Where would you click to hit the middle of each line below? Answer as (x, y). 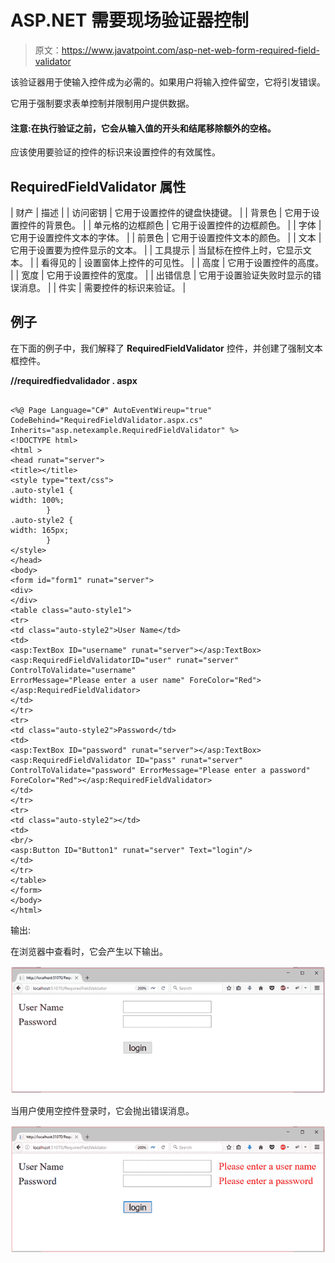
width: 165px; (40, 530)
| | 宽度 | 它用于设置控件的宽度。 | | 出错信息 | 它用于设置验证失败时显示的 (161, 275)
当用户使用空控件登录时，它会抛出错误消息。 (102, 1111)
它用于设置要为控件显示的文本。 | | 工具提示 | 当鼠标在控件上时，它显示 (156, 250)
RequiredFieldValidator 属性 (98, 186)
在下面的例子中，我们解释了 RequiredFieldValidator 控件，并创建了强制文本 (166, 348)
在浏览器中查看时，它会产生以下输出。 (89, 951)
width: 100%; (37, 500)
